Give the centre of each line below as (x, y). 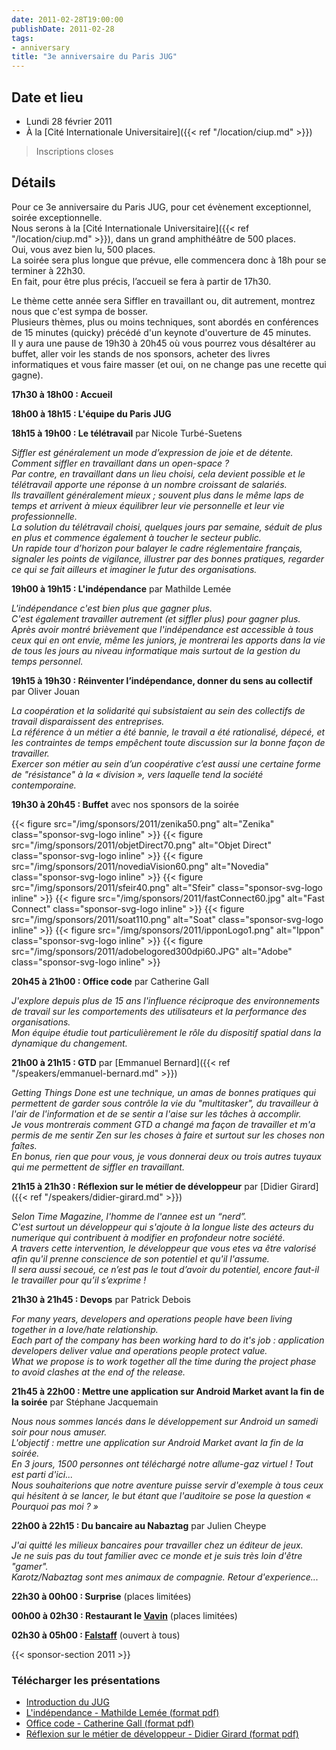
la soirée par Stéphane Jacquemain (85, 1402)
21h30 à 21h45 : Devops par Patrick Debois (101, 1299)
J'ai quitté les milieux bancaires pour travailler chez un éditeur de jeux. (157, 1545)
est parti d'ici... (42, 1474)
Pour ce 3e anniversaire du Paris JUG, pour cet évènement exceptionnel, (161, 207)
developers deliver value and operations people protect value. (139, 1350)
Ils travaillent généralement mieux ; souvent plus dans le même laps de (158, 495)
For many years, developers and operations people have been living (152, 1318)
